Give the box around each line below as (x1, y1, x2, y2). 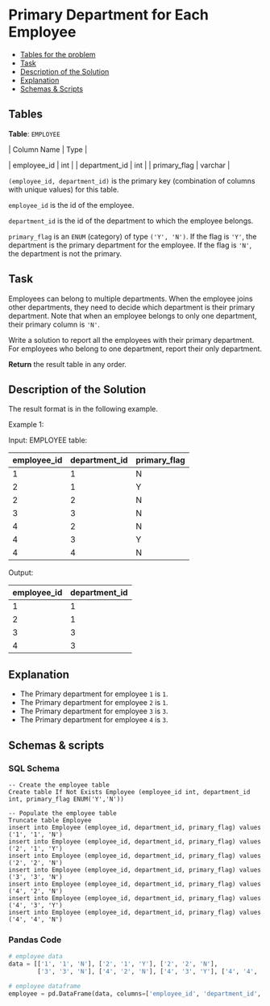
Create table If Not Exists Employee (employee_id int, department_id (8, 788, 251, 796)
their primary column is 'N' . (8, 319, 101, 329)
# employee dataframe (8, 982, 81, 990)
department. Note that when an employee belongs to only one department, (8, 311, 257, 320)
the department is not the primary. (8, 248, 123, 258)
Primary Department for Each (8, 6, 210, 24)
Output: (8, 568, 34, 577)
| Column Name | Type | (8, 144, 88, 154)
